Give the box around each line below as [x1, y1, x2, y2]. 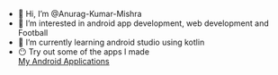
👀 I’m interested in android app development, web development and [17, 18, 269, 29]
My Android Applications [17, 56, 110, 66]
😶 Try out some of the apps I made [17, 46, 150, 57]
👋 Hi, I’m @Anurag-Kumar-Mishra [17, 9, 142, 19]
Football [17, 28, 49, 37]
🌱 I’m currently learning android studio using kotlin [17, 37, 205, 47]
